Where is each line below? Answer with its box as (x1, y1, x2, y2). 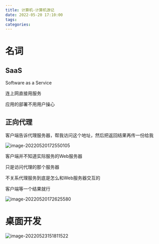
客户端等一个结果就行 (5, 186, 50, 192)
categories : (5, 22, 31, 27)
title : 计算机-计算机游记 (5, 7, 55, 13)
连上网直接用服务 (5, 90, 42, 96)
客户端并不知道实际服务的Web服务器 (5, 153, 83, 159)
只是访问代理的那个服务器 (5, 164, 59, 170)
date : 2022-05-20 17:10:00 (5, 12, 63, 17)
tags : (5, 17, 17, 22)
